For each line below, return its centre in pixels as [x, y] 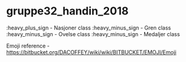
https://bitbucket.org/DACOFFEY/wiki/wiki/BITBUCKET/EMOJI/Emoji [91, 52]
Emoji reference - [28, 46]
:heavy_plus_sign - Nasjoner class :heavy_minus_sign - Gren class [89, 28]
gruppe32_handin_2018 [68, 11]
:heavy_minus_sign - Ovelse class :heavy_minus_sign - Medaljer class [93, 34]
